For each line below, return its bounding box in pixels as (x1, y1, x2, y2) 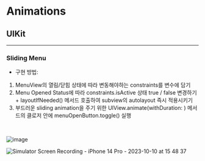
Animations (6, 4, 66, 18)
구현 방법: (15, 68, 38, 76)
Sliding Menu (6, 54, 47, 62)
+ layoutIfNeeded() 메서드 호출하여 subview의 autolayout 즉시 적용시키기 (15, 96, 193, 104)
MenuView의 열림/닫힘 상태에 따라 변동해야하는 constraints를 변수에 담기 (15, 81, 191, 89)
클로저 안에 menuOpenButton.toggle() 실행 (26, 112, 132, 120)
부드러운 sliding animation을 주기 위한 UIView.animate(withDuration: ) (15, 104, 186, 112)
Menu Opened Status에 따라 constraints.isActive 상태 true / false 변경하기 (15, 89, 197, 96)
